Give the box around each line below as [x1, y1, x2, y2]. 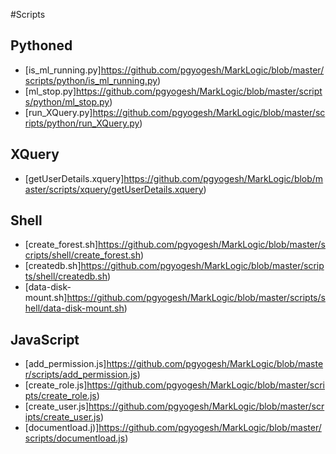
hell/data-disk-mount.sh [24, 302, 125, 314]
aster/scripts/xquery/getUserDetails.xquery [24, 183, 204, 195]
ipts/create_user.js [24, 411, 101, 423]
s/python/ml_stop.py [24, 95, 110, 108]
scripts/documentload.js [24, 432, 126, 444]
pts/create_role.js [24, 390, 97, 402]
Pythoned [10, 37, 73, 54]
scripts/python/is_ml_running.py [24, 74, 158, 86]
